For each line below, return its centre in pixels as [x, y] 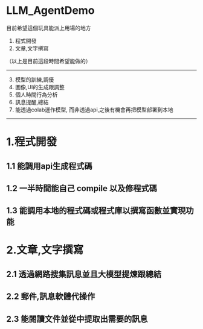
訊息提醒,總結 [32, 102]
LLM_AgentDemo [50, 11]
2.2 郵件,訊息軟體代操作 [51, 297]
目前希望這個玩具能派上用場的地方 [49, 28]
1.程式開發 [32, 142]
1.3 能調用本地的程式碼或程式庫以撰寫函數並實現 [96, 211]
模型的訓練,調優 [34, 80]
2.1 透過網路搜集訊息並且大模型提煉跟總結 [84, 274]
